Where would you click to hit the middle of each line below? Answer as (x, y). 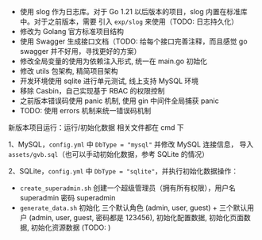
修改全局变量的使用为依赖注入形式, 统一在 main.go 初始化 (114, 61)
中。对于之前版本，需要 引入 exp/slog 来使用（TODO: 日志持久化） (129, 21)
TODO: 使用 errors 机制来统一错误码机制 (85, 110)
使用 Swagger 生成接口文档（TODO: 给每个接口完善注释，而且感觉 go (133, 41)
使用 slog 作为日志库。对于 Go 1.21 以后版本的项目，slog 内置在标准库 (133, 11)
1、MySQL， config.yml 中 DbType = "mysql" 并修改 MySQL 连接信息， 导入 (131, 144)
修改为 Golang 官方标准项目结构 (72, 31)
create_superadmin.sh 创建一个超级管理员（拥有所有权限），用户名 (127, 188)
